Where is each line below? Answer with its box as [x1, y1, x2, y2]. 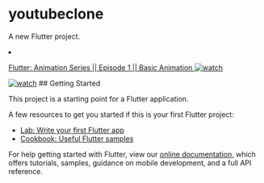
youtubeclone [8, 5, 104, 23]
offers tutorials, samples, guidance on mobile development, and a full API [8, 158, 252, 168]
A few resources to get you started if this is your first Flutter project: [8, 110, 234, 119]
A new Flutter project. [8, 31, 81, 41]
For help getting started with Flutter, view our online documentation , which [8, 149, 257, 159]
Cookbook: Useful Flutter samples [19, 134, 134, 143]
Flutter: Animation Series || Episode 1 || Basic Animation [8, 62, 193, 73]
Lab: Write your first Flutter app [19, 125, 125, 135]
